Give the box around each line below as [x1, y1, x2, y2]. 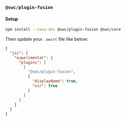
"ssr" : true [32, 83, 58, 88]
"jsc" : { [10, 50, 28, 55]
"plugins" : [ [18, 60, 47, 65]
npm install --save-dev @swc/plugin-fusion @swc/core [5, 27, 121, 32]
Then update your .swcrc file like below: [5, 36, 89, 42]
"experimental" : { [14, 55, 53, 60]
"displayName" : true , [32, 79, 78, 84]
